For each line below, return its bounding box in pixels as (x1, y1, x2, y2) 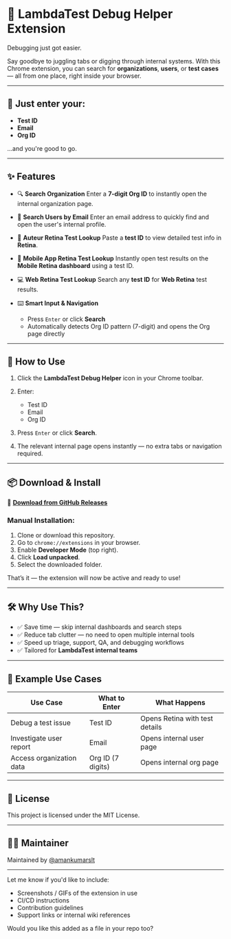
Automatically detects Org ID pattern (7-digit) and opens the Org (27, 322, 210, 330)
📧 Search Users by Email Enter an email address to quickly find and (16, 213, 210, 221)
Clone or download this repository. (16, 531, 115, 539)
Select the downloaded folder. (16, 561, 103, 569)
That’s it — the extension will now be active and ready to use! (7, 574, 181, 582)
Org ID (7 (89, 754, 120, 763)
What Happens (155, 698, 206, 708)
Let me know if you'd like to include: (7, 875, 109, 884)
